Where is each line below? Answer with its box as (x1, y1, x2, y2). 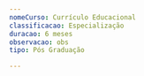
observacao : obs (9, 37, 69, 47)
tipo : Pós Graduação (9, 46, 86, 55)
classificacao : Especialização (9, 21, 125, 30)
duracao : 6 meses (9, 29, 73, 38)
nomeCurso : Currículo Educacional (9, 12, 137, 22)
